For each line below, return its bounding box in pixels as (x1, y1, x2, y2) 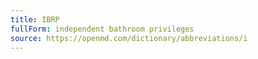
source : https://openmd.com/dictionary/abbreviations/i (10, 33, 248, 43)
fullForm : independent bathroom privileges (10, 24, 195, 34)
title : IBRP (10, 14, 60, 25)
